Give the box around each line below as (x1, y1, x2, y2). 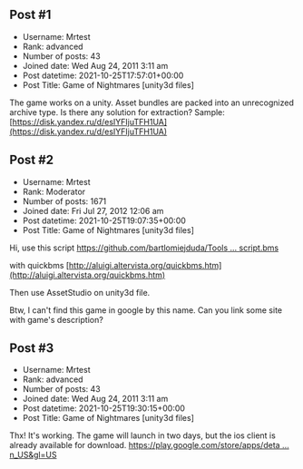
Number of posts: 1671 (22, 195, 107, 207)
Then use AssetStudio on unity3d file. (9, 287, 151, 298)
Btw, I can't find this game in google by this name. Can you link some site (9, 304, 283, 316)
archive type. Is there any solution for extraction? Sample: (9, 106, 225, 117)
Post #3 (9, 340, 54, 357)
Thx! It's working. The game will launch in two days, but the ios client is (9, 430, 277, 441)
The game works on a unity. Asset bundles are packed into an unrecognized (9, 97, 295, 108)
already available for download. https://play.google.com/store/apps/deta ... (9, 440, 289, 451)
